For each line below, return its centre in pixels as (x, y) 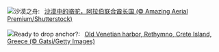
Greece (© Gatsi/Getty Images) (51, 41)
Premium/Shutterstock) (40, 19)
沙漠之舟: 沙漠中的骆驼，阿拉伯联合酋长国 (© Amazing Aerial (101, 11)
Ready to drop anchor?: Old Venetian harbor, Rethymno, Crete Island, (113, 34)
